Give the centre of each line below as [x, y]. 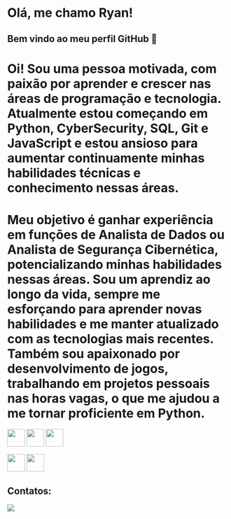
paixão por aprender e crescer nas [109, 84]
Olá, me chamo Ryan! [70, 13]
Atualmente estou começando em [108, 113]
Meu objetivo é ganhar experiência [110, 220]
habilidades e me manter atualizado [113, 324]
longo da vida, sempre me [84, 294]
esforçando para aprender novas [105, 309]
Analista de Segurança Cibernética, [113, 249]
